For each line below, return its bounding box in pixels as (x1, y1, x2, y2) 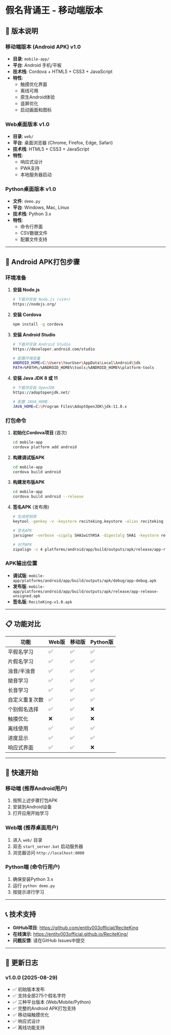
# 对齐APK (12, 542, 32, 547)
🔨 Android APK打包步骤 (5, 257, 80, 266)
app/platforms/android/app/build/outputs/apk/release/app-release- (12, 589, 159, 594)
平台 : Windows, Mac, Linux (12, 205, 70, 211)
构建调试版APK (12, 454, 45, 460)
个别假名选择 (8, 705, 39, 712)
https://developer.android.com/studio (12, 347, 95, 352)
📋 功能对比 (5, 620, 41, 628)
